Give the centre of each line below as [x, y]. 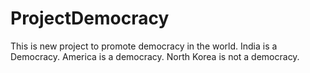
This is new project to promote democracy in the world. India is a [144, 46]
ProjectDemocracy [90, 18]
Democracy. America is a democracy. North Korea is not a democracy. [155, 56]
